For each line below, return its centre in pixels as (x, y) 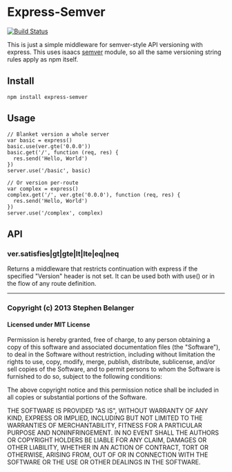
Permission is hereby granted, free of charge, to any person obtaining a (109, 340)
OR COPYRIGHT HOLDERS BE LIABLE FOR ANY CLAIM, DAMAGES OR (107, 440)
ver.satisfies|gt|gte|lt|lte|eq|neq (63, 253)
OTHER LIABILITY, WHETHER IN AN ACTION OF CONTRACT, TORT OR (108, 448)
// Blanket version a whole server (58, 134)
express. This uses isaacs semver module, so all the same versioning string (114, 52)
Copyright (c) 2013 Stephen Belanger (71, 308)
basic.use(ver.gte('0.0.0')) (49, 146)
